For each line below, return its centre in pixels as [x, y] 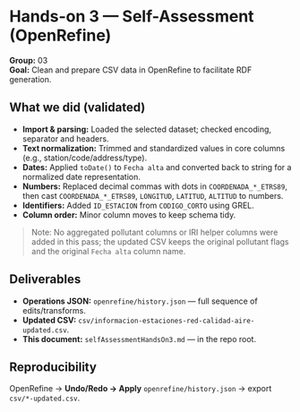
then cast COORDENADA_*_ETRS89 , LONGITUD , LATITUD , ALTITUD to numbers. [153, 195]
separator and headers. [65, 138]
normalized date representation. [81, 176]
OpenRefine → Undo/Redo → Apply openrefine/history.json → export [141, 389]
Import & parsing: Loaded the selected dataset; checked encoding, [146, 129]
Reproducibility [53, 367]
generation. [30, 79]
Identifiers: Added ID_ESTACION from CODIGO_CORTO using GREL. [138, 205]
